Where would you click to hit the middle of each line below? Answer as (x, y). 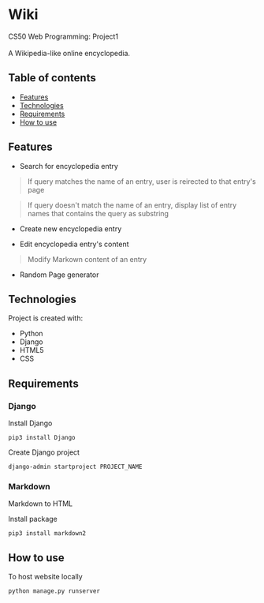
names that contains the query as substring (98, 213)
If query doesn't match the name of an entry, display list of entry (132, 205)
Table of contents (52, 78)
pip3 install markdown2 (47, 534)
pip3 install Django (42, 438)
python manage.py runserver (54, 591)
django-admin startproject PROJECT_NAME (76, 467)
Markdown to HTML (41, 504)
